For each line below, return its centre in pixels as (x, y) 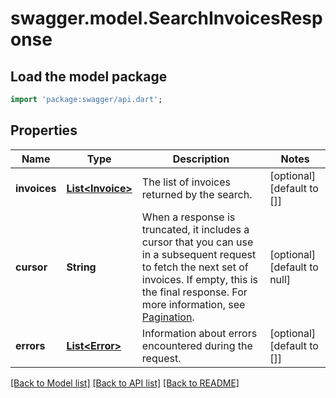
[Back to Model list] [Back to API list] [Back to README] (125, 383)
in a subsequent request (199, 254)
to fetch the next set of (195, 267)
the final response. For (194, 292)
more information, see (193, 304)
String (81, 267)
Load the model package (89, 76)
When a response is (188, 217)
